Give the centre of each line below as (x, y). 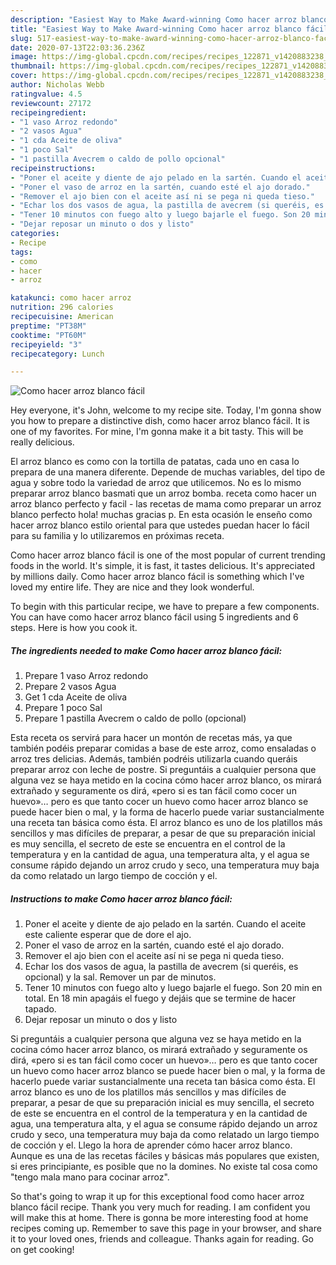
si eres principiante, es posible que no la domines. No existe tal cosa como (164, 1167)
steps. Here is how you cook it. (74, 628)
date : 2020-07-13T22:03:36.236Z (77, 47)
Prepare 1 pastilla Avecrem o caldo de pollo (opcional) (135, 718)
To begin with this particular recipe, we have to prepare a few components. (165, 607)
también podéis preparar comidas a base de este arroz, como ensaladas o (163, 748)
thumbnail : (33, 66)
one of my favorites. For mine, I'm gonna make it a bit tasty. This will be (157, 432)
